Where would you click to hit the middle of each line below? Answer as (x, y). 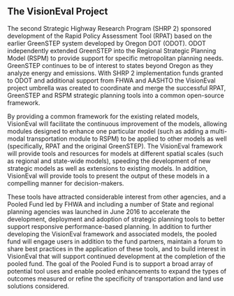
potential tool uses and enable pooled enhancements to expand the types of (117, 271)
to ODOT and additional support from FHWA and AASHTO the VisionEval (111, 80)
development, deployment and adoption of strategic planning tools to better (116, 219)
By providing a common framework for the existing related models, (103, 116)
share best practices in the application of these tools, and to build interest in (116, 248)
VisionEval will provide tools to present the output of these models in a (109, 176)
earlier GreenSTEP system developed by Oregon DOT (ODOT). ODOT (107, 43)
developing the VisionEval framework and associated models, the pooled (112, 234)
